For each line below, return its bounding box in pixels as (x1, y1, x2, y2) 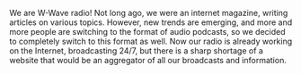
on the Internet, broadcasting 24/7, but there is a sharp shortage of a (9, 45, 263, 56)
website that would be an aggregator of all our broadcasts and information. (9, 55, 288, 65)
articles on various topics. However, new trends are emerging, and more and (9, 17, 293, 28)
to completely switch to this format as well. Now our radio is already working (9, 36, 293, 46)
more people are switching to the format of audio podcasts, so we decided (9, 27, 286, 37)
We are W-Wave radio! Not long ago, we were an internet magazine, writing (9, 8, 288, 18)
